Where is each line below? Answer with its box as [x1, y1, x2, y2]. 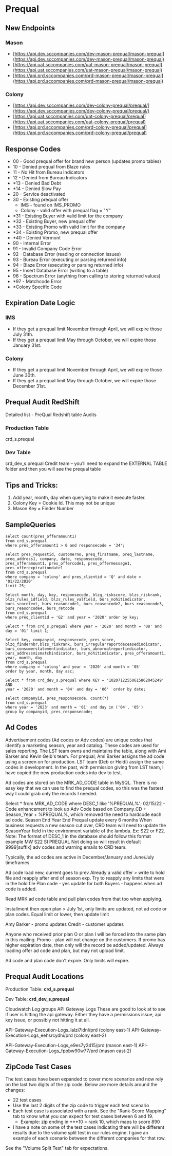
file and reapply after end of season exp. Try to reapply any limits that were [5, 874, 164, 881]
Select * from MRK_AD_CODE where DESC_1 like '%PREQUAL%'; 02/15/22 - [5, 800, 165, 807]
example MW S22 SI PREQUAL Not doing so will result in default [5, 838, 141, 845]
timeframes [5, 859, 30, 866]
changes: [5, 1087, 25, 1093]
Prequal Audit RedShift [5, 398, 80, 406]
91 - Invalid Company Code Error [12, 245, 82, 252]
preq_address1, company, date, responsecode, [5, 556, 104, 562]
